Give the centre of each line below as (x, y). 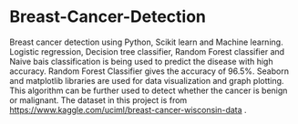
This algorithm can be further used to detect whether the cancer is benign (149, 90)
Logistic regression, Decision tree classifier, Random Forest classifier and (147, 51)
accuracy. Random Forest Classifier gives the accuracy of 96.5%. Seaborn (149, 71)
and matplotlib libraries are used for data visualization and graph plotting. (147, 80)
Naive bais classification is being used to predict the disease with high (141, 61)
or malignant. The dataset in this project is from (98, 100)
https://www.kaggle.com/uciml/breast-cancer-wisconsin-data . (128, 109)
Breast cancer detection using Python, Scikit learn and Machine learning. (147, 42)
